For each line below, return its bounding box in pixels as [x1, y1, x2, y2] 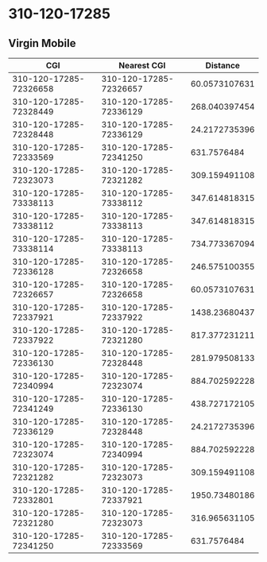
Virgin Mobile [8, 37, 76, 50]
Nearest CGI [118, 60, 166, 71]
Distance [205, 60, 241, 71]
